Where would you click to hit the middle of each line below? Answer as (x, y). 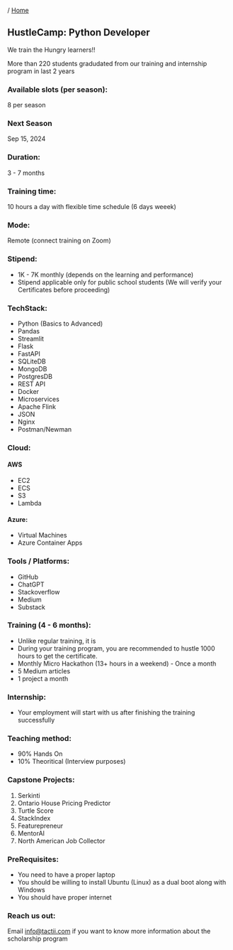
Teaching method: (40, 739)
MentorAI (31, 833)
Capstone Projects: (41, 780)
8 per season (27, 105)
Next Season (30, 124)
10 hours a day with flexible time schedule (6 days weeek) (92, 207)
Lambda (29, 503)
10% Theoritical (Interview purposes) (72, 762)
